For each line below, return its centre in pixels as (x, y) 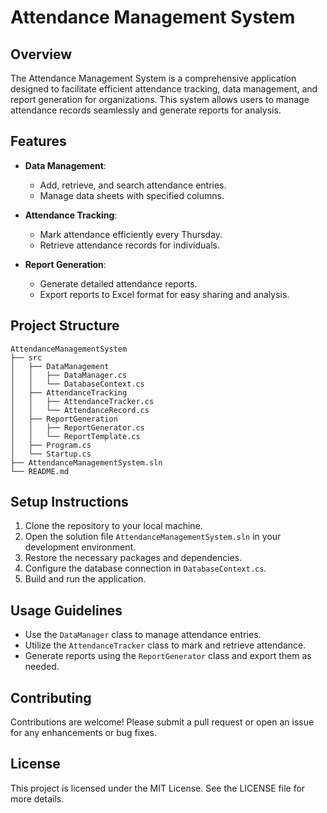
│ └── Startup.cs (51, 454)
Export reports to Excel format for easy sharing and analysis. (164, 294)
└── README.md (40, 471)
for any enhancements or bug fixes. (84, 733)
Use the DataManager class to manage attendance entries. (143, 635)
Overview (41, 54)
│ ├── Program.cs (51, 445)
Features (38, 141)
